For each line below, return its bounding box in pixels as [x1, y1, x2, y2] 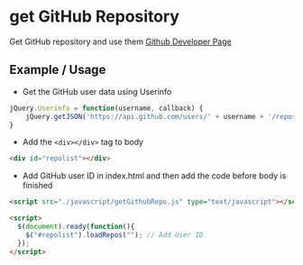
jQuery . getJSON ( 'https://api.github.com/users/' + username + [25, 112, 264, 121]
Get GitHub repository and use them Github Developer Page [9, 36, 232, 47]
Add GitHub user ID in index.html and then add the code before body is [22, 170, 287, 181]
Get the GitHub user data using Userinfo [22, 86, 172, 96]
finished [22, 180, 53, 191]
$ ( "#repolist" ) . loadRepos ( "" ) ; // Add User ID [25, 230, 204, 240]
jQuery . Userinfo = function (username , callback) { [9, 104, 204, 113]
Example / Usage [9, 62, 106, 78]
